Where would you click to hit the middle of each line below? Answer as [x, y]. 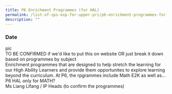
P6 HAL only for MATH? [30, 81]
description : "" [23, 19]
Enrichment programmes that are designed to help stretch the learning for [83, 65]
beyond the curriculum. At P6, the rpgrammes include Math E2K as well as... [85, 75]
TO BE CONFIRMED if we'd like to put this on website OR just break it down [84, 53]
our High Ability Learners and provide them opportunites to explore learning [85, 70]
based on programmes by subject [41, 59]
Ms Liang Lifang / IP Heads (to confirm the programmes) [65, 86]
